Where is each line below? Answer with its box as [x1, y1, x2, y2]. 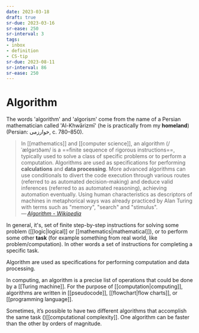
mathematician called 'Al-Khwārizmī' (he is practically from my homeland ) [6, 122, 190, 129]
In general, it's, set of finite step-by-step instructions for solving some [6, 222, 179, 229]
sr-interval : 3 [6, 31, 44, 37]
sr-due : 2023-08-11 [6, 59, 55, 65]
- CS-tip [6, 53, 28, 59]
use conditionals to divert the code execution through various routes [20, 172, 190, 179]
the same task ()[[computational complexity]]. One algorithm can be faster [6, 314, 190, 321]
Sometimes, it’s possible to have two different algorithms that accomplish [6, 307, 187, 314]
